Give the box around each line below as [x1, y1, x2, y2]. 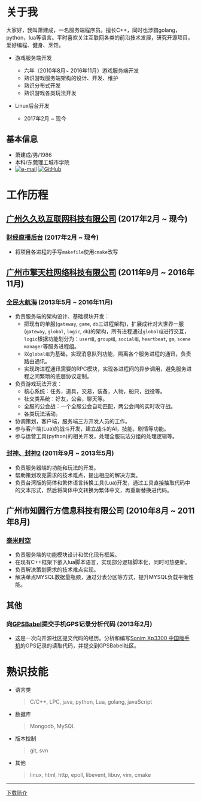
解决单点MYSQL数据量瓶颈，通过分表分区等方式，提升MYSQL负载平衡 [14, 574, 189, 581]
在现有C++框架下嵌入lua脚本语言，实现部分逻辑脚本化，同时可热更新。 [14, 559, 191, 566]
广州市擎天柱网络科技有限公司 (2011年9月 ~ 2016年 [6, 267, 195, 278]
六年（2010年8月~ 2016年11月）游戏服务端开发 [23, 67, 139, 74]
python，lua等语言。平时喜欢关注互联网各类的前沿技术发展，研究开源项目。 [6, 34, 193, 41]
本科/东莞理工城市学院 [14, 158, 70, 165]
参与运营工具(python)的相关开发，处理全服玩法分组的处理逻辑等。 [14, 433, 178, 440]
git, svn [29, 747, 48, 754]
